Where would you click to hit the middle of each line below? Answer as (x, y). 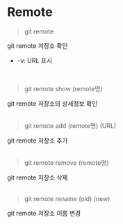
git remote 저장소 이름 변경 (44, 213)
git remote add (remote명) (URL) (70, 125)
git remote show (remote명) (63, 88)
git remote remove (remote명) (66, 162)
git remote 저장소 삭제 (38, 177)
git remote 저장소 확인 (38, 45)
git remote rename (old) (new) (67, 198)
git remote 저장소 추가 (38, 141)
